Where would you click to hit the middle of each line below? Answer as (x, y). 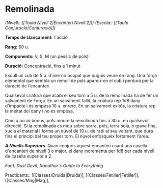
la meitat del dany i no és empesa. (40, 111)
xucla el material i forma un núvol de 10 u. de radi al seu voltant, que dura (79, 131)
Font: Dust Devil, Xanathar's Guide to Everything (54, 165)
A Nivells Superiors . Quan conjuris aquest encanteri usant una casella (76, 145)
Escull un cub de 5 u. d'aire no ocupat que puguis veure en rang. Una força (81, 75)
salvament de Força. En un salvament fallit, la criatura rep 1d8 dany (73, 100)
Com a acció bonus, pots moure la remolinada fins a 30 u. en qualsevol (77, 120)
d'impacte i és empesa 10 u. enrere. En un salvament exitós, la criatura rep (80, 106)
